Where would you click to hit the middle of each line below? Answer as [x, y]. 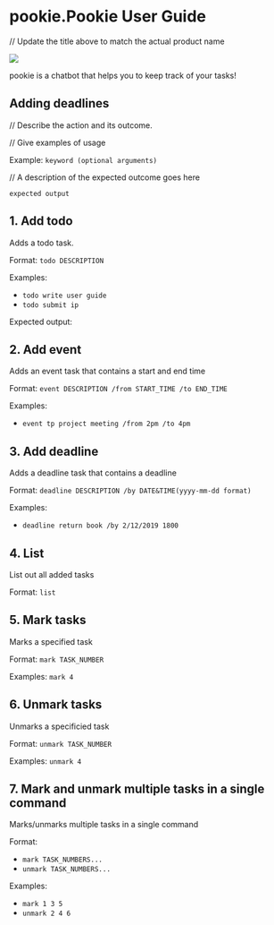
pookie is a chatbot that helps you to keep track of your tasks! [123, 75]
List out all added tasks [52, 574]
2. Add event [46, 350]
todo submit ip [50, 305]
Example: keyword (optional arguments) [83, 159]
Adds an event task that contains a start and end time [108, 371]
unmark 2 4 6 [46, 914]
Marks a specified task [51, 641]
